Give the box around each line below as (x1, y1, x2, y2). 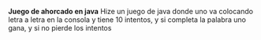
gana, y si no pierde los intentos (8, 24, 112, 32)
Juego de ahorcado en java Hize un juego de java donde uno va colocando (8, 7, 254, 16)
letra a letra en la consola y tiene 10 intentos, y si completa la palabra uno (8, 15, 247, 24)
